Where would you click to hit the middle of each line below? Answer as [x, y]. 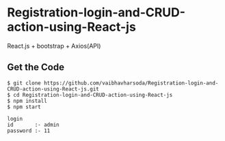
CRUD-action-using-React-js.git [53, 89]
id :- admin [33, 125]
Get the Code [36, 67]
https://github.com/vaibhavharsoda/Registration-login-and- [131, 83]
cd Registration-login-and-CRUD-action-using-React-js [93, 95]
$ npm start [24, 107]
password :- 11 [29, 131]
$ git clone [24, 83]
